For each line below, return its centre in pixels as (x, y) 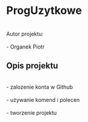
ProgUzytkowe (44, 11)
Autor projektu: (25, 33)
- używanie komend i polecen (43, 100)
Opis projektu (32, 66)
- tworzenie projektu (32, 112)
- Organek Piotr (26, 47)
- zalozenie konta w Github (40, 87)
